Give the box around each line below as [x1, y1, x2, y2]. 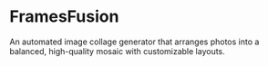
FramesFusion [9, 6, 119, 27]
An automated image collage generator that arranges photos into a [9, 36, 260, 47]
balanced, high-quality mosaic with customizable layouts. [9, 45, 225, 56]
